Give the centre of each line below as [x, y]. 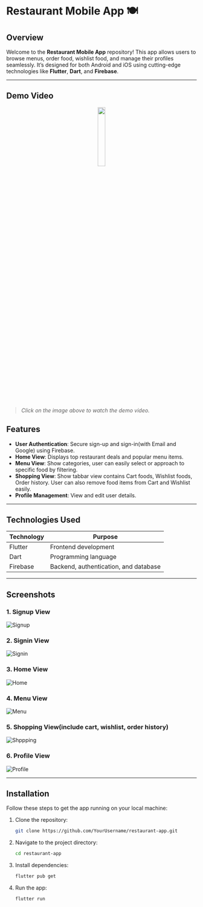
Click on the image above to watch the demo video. [85, 410]
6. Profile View [28, 756]
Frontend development [82, 547]
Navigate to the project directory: [56, 842]
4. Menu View [27, 698]
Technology [27, 537]
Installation [28, 794]
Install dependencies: [42, 865]
